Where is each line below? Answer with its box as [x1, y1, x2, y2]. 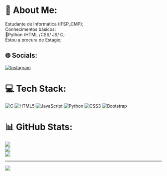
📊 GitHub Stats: [5, 121, 73, 133]
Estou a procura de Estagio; [5, 37, 62, 43]
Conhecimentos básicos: [5, 26, 56, 32]
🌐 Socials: [5, 51, 38, 60]
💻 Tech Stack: [5, 83, 67, 94]
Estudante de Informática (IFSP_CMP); [5, 21, 83, 27]
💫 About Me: [5, 4, 58, 16]
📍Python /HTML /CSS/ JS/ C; [5, 31, 65, 37]
